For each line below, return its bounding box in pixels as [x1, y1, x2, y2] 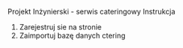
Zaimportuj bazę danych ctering [19, 31, 126, 40]
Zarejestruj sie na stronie [19, 22, 102, 31]
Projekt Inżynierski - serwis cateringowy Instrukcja [7, 7, 176, 16]
